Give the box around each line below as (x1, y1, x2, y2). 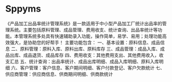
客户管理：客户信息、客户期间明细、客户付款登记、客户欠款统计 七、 (19, 64, 165, 71)
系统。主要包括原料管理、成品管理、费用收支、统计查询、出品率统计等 (9, 26, 158, 33)
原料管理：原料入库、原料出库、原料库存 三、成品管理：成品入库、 (19, 46, 160, 52)
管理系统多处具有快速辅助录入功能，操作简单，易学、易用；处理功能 (18, 33, 162, 39)
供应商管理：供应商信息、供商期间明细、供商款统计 (5, 71, 113, 77)
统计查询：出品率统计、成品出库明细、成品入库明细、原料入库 (29, 58, 159, 64)
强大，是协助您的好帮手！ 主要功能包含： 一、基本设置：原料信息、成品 (9, 39, 160, 46)
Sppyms (5, 3, 41, 15)
